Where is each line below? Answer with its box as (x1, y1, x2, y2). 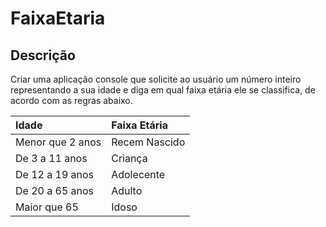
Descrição (10, 47, 76, 64)
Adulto (111, 184, 143, 197)
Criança (111, 152, 148, 165)
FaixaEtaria (10, 7, 106, 30)
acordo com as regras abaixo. (10, 95, 133, 106)
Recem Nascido (111, 135, 186, 149)
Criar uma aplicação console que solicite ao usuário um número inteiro (10, 73, 302, 85)
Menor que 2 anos (15, 135, 102, 149)
